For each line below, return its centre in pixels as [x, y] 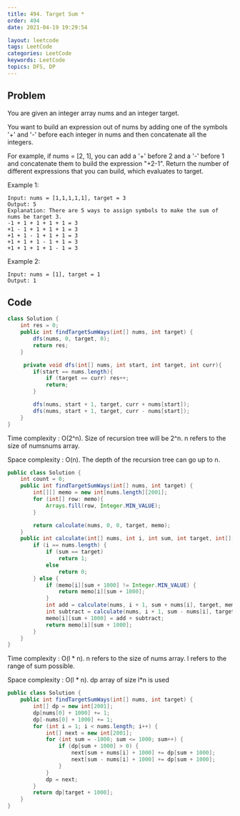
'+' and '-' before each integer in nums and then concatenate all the [107, 134]
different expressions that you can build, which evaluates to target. [105, 171]
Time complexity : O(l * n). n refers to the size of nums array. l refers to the [117, 659]
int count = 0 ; [43, 479]
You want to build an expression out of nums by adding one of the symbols [117, 126]
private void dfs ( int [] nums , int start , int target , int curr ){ [122, 365]
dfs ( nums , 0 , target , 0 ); [72, 339]
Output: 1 [22, 280]
